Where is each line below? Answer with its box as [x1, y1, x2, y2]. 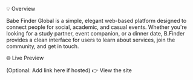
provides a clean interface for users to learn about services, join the [6, 36, 175, 43]
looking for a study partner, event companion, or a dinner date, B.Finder [6, 30, 185, 37]
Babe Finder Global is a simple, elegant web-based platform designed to [6, 17, 187, 24]
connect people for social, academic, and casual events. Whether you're [6, 23, 188, 31]
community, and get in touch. [6, 43, 79, 50]
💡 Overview [6, 5, 36, 12]
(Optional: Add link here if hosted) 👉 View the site [6, 67, 132, 74]
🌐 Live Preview [6, 54, 44, 61]
